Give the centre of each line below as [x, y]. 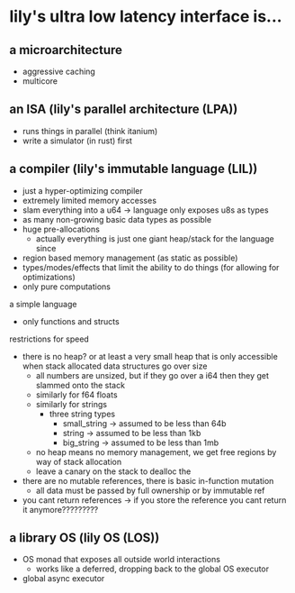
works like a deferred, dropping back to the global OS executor [152, 569]
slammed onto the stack [80, 385]
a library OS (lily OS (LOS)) [85, 538]
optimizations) [49, 277]
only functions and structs [71, 321]
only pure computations [66, 287]
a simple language [43, 304]
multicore [40, 81]
